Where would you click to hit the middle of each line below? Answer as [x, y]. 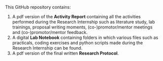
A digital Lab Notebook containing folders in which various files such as [85, 37]
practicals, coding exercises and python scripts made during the [78, 43]
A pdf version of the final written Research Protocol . [65, 53]
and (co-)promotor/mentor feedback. [50, 32]
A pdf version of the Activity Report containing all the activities [77, 16]
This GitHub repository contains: [38, 7]
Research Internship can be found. [47, 48]
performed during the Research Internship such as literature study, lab [83, 22]
